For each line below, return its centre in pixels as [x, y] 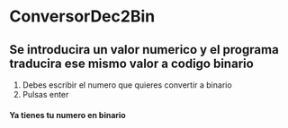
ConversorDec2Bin [82, 17]
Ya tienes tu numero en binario [67, 115]
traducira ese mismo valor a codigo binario [131, 63]
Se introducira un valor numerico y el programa [144, 50]
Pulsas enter [45, 94]
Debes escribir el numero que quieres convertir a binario [127, 85]
